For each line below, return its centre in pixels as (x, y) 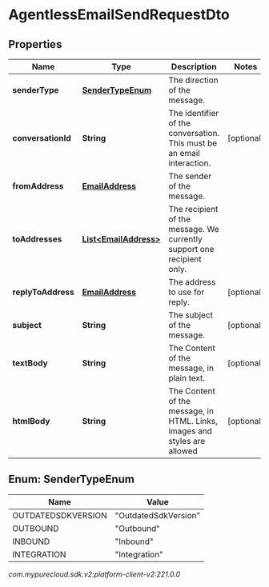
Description (194, 67)
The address (192, 282)
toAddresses (37, 239)
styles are (187, 441)
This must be (193, 143)
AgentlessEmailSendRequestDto (119, 15)
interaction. (189, 163)
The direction (193, 80)
